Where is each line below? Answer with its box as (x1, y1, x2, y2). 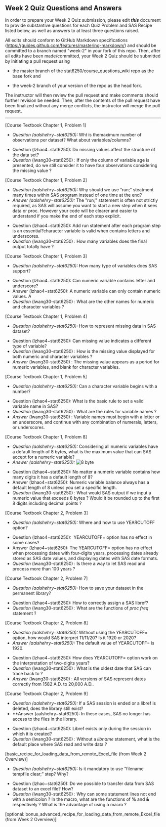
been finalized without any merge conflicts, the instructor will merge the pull (5, 102, 160, 108)
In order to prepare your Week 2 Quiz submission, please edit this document (5, 17, 161, 23)
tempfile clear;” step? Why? (12, 771, 69, 777)
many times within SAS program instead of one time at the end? (12, 192, 142, 198)
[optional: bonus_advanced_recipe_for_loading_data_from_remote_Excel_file (5, 811, 161, 817)
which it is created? (12, 731, 52, 737)
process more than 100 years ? (12, 566, 76, 571)
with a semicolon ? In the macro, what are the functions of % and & (12, 796, 149, 802)
